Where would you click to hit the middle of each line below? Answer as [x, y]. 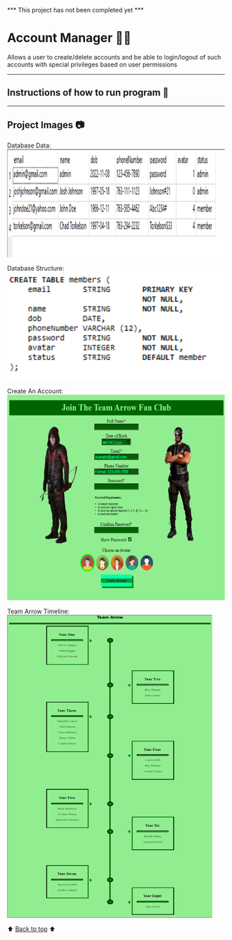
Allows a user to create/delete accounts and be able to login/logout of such [114, 57]
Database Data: [29, 145]
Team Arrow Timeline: [39, 611]
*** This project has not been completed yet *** [76, 10]
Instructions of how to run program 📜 [88, 93]
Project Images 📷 [46, 125]
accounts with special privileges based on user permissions [92, 64]
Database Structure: [36, 268]
